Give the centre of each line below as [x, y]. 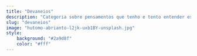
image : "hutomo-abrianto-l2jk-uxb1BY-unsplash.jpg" [70, 28]
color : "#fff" [34, 44]
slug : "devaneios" [28, 22]
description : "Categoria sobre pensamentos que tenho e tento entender [95, 17]
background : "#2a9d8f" [44, 38]
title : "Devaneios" [30, 11]
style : [14, 33]
